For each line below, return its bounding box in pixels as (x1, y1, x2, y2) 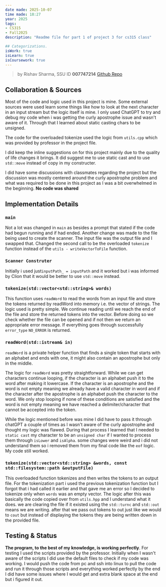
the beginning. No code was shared (5, 185, 79, 191)
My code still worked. (5, 448, 49, 454)
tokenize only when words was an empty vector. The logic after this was (5, 491, 151, 497)
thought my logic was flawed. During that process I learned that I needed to (5, 427, 160, 432)
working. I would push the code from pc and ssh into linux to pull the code (5, 560, 157, 566)
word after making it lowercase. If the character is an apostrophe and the (5, 380, 154, 386)
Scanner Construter (5, 258, 52, 264)
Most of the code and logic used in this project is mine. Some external (5, 99, 148, 105)
